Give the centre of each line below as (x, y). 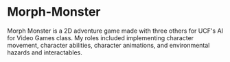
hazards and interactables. (45, 52)
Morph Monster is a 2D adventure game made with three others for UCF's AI (115, 31)
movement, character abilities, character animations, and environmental (108, 45)
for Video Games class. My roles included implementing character (101, 37)
